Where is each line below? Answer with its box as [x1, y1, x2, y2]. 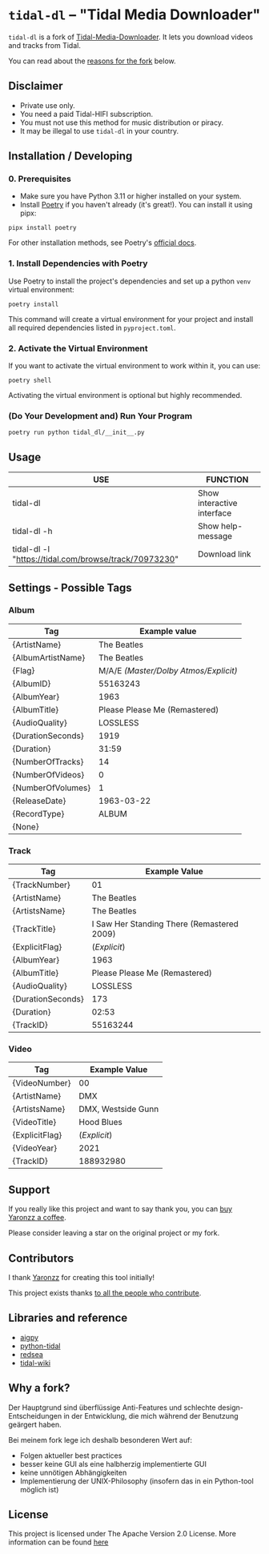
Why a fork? [8, 1381, 70, 1395]
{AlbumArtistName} [12, 652, 86, 663]
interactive [197, 498, 238, 509]
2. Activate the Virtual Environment [8, 343, 148, 354]
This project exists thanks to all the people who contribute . [8, 1288, 202, 1298]
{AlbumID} [12, 678, 51, 689]
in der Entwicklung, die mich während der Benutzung [63, 1411, 239, 1420]
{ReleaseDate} [12, 795, 66, 806]
